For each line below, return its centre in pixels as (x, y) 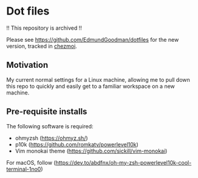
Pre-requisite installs (47, 112)
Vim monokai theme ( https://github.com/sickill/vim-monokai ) (91, 151)
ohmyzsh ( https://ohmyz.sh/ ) (51, 138)
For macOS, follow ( (31, 162)
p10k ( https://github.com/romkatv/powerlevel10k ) (77, 144)
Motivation (27, 65)
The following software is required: (50, 126)
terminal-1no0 (24, 169)
